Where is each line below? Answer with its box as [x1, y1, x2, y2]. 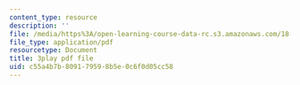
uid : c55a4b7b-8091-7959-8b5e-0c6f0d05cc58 [9, 63, 174, 72]
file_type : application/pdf [9, 37, 114, 47]
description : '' [9, 21, 70, 30]
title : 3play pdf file [9, 54, 94, 63]
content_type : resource [9, 12, 98, 22]
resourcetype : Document [9, 46, 98, 55]
